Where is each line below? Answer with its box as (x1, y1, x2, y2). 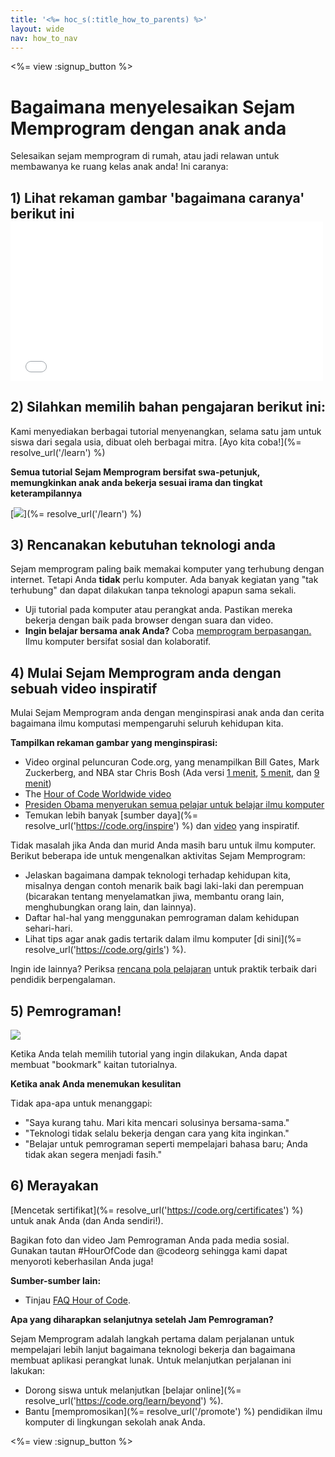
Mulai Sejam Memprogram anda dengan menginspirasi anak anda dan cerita (10, 707, 325, 719)
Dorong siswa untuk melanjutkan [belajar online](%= (24, 1384, 242, 1396)
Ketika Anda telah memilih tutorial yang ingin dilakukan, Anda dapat (10, 1047, 288, 1060)
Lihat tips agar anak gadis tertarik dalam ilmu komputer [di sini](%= (24, 933, 302, 945)
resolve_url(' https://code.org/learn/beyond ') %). (24, 1394, 224, 1406)
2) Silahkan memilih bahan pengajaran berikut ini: (10, 399, 326, 416)
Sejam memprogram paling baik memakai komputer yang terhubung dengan (10, 563, 325, 575)
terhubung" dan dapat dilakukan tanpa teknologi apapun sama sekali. (10, 584, 297, 596)
